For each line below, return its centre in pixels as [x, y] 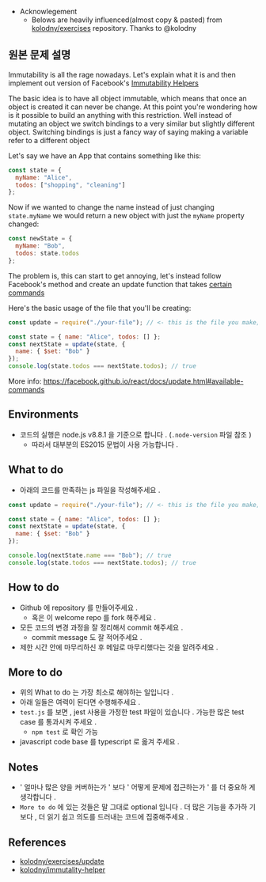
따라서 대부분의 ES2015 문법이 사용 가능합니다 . [104, 444]
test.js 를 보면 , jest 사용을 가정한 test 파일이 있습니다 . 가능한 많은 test [132, 712]
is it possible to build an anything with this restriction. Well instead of [120, 115]
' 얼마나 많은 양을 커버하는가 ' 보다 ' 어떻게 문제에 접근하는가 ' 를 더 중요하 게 [137, 787]
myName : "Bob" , [40, 246]
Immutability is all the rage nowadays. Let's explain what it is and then [122, 74]
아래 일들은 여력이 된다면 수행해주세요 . [80, 702]
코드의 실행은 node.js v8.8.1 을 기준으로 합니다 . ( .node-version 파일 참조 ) [135, 434]
